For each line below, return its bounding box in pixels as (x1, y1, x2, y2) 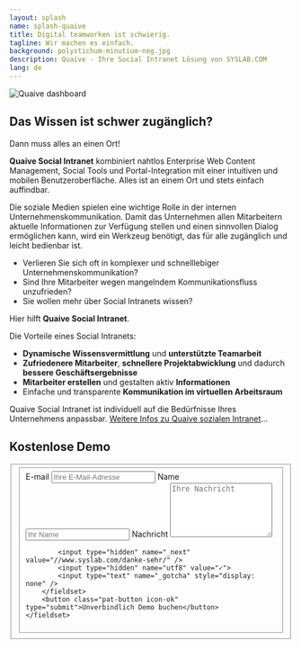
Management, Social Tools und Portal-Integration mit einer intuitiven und (9, 165, 279, 176)
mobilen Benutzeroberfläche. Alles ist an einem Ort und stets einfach (9, 175, 264, 185)
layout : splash (9, 13, 66, 23)
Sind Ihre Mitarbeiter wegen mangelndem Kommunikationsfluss (22, 276, 258, 287)
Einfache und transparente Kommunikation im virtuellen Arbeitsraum (22, 386, 283, 397)
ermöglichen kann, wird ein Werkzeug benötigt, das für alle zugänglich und (9, 230, 288, 241)
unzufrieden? (22, 285, 72, 297)
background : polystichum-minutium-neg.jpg (9, 47, 171, 56)
